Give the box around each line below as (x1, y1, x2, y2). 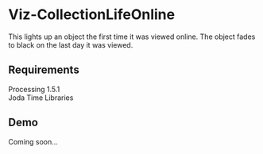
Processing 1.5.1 (8, 84, 60, 94)
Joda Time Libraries (8, 93, 74, 102)
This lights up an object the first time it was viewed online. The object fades (8, 32, 256, 41)
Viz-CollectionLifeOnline (8, 6, 176, 24)
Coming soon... (8, 137, 58, 146)
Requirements (8, 64, 79, 77)
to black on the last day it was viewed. (8, 40, 133, 49)
